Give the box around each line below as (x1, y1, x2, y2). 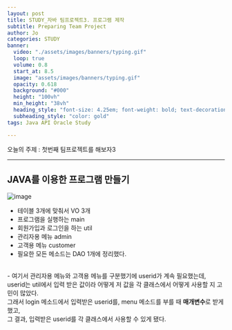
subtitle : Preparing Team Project (7, 23, 107, 30)
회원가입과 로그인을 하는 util (17, 224, 93, 232)
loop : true (13, 55, 45, 62)
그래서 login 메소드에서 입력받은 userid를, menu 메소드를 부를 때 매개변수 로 (7, 298, 211, 306)
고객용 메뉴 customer (17, 241, 76, 249)
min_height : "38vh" (13, 100, 70, 107)
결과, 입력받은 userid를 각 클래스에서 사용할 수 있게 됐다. (14, 315, 167, 323)
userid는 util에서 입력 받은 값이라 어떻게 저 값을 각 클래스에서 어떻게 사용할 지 (7, 280, 215, 289)
